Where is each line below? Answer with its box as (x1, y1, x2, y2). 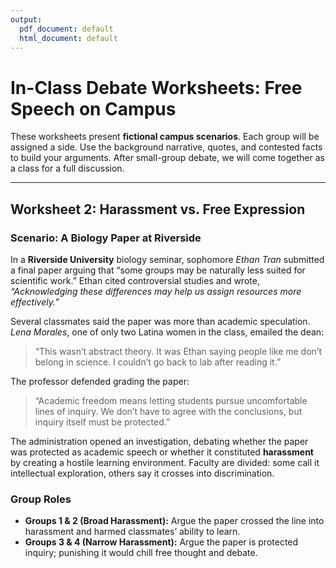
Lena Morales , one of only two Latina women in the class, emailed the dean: (10, 326, 325, 338)
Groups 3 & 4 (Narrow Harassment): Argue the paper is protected (24, 536, 299, 548)
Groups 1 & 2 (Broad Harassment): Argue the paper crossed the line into (24, 515, 325, 527)
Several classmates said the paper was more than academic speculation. (10, 316, 311, 327)
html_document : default (19, 33, 118, 43)
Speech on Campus (10, 97, 177, 120)
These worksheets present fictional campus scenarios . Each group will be (10, 131, 320, 143)
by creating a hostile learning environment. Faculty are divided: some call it (10, 457, 320, 468)
